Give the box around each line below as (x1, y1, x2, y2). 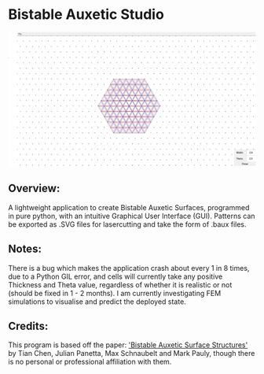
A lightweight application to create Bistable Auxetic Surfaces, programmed (8, 202, 250, 212)
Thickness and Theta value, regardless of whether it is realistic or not (8, 280, 233, 289)
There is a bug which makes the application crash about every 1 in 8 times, (8, 263, 250, 272)
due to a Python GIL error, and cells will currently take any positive (8, 272, 223, 281)
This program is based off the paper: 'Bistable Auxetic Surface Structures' (8, 340, 248, 350)
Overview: (8, 182, 60, 195)
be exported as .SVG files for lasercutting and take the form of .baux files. (8, 219, 247, 229)
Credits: (8, 319, 49, 332)
